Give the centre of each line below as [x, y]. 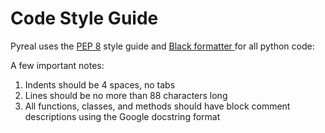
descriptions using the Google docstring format [122, 116]
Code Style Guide [84, 18]
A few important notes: [57, 65]
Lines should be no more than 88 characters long [126, 95]
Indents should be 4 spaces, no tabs [100, 84]
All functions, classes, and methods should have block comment [157, 106]
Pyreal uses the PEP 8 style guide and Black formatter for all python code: [162, 46]
